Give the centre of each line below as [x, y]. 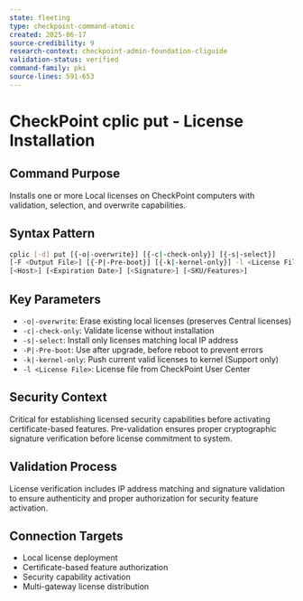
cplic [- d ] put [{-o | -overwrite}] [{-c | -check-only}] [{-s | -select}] [143, 254]
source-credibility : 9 [52, 43]
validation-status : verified [64, 60]
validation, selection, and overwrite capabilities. [98, 205]
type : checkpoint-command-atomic [72, 26]
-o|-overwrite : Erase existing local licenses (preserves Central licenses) [157, 321]
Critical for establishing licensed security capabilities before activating [140, 419]
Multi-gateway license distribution [86, 587]
